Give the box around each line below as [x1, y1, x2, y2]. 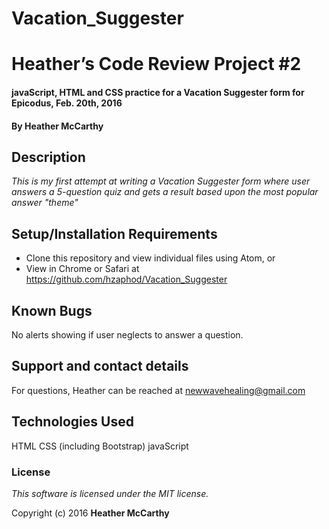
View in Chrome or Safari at [25, 263, 140, 275]
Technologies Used [11, 413, 134, 431]
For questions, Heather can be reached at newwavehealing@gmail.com [11, 384, 306, 396]
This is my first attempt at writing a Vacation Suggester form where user [11, 175, 311, 187]
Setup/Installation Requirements [11, 225, 218, 242]
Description [11, 148, 86, 166]
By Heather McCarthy [11, 120, 104, 132]
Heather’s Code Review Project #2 [11, 53, 302, 76]
